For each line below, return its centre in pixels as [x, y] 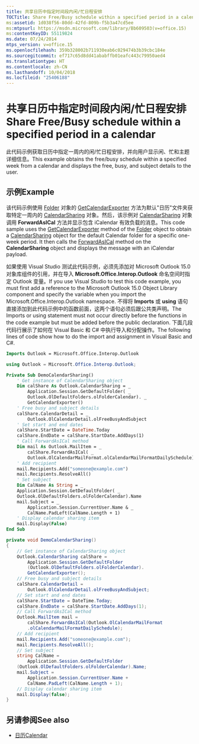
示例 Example [30, 192]
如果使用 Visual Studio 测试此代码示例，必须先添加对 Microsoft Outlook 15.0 [98, 266]
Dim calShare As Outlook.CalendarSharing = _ [74, 386]
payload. [17, 254]
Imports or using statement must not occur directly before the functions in [97, 315]
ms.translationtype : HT [36, 61]
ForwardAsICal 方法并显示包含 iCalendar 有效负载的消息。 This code [101, 222]
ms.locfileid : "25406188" [38, 78]
